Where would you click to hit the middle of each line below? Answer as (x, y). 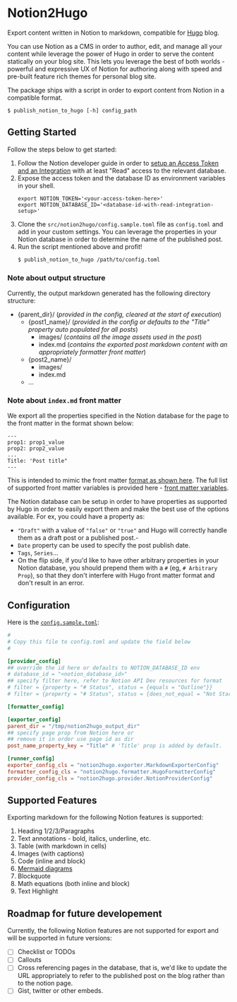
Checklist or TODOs (46, 952)
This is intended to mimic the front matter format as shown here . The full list (117, 480)
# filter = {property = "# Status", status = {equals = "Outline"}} (110, 688)
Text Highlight (38, 891)
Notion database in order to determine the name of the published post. (120, 239)
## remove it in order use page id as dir (71, 739)
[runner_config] (31, 759)
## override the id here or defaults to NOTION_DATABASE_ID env (104, 668)
